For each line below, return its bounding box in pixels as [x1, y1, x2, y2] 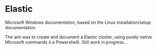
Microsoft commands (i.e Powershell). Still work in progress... [5, 39, 128, 45]
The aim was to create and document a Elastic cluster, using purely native [5, 34, 152, 40]
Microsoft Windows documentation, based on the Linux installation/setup [5, 19, 151, 25]
